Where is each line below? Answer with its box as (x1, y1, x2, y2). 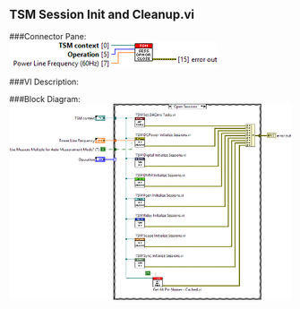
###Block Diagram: (9, 93, 81, 104)
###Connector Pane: (9, 30, 87, 41)
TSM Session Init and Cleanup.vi (9, 7, 195, 22)
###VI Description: (9, 76, 79, 87)
